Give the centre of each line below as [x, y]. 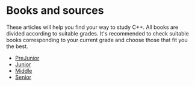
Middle [23, 70]
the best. [17, 46]
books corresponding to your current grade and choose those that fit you [97, 40]
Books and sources [55, 11]
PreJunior [27, 58]
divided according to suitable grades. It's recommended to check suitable [98, 33]
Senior [23, 77]
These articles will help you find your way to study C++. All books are [92, 27]
